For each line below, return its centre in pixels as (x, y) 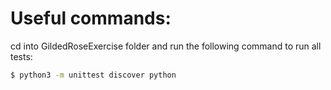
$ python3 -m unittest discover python (93, 75)
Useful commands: (91, 18)
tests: (21, 56)
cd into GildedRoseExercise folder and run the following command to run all (166, 46)
